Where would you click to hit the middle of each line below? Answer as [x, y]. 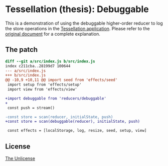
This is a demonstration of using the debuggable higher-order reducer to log [84, 23]
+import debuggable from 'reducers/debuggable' [56, 98]
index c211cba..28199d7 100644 [38, 66]
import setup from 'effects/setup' [44, 85]
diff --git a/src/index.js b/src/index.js [50, 61]
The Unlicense [20, 158]
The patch [22, 50]
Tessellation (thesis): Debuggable [77, 9]
